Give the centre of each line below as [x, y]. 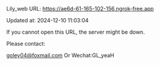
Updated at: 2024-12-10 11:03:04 [48, 20]
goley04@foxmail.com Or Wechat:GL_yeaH [60, 55]
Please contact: [26, 44]
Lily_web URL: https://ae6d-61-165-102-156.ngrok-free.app [80, 9]
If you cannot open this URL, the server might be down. [75, 32]
